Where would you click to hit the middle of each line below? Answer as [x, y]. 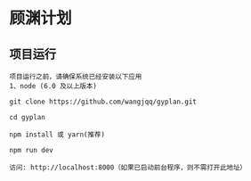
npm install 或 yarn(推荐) [57, 135]
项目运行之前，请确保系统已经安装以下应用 [76, 77]
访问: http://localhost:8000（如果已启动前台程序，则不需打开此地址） [128, 168]
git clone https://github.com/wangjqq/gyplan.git [103, 102]
